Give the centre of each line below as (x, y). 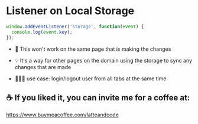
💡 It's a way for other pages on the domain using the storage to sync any (103, 60)
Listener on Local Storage (70, 11)
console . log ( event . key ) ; (42, 32)
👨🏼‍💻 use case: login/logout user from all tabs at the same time (90, 79)
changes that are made (43, 67)
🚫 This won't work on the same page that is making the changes (93, 49)
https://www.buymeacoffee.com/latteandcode (63, 115)
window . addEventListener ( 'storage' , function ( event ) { (75, 27)
